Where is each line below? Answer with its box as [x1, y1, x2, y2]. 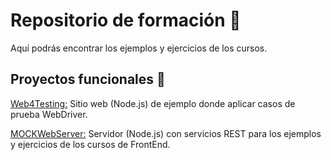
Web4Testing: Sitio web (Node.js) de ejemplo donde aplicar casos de [10, 97, 296, 109]
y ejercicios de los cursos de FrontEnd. [10, 138, 171, 150]
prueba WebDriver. [10, 108, 88, 120]
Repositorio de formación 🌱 [10, 9, 242, 32]
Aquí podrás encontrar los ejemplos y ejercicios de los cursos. [10, 42, 268, 54]
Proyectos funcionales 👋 [10, 71, 166, 88]
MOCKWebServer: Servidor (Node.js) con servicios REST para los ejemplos [10, 127, 322, 139]
